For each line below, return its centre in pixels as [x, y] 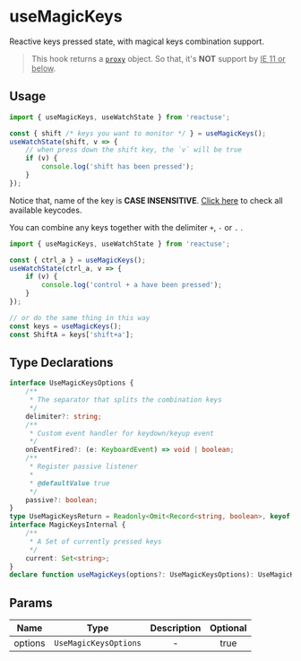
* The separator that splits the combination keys [125, 400]
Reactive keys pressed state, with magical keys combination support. [137, 41]
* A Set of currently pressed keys [96, 541]
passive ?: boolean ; [62, 500]
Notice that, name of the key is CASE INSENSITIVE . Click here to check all [146, 200]
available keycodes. [46, 210]
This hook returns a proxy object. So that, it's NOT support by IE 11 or [159, 58]
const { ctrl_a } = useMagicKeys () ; [77, 260]
